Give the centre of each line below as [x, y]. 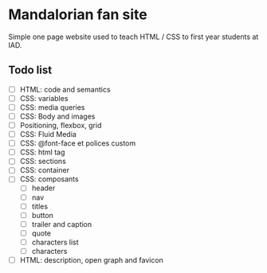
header [43, 188]
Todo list [30, 70]
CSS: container [45, 170]
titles [40, 206]
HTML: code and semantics [65, 89]
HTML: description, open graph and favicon [91, 259]
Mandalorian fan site [78, 15]
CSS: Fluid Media [48, 135]
